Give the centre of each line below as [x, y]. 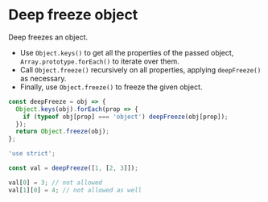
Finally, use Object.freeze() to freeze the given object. [111, 87]
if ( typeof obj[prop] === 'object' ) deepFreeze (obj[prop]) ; [126, 117]
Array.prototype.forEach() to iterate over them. [99, 61]
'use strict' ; [32, 154]
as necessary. [43, 78]
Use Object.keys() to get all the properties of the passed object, [127, 52]
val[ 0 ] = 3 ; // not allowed [56, 183]
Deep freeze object [73, 15]
